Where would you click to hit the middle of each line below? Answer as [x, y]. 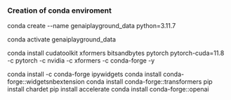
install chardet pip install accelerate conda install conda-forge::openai [108, 89]
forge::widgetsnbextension [46, 82]
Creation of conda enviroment [60, 11]
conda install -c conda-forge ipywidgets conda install [84, 74]
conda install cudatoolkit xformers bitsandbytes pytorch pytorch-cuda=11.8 [116, 53]
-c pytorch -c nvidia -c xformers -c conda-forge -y [81, 61]
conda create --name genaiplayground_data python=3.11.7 [92, 26]
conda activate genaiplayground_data [62, 39]
